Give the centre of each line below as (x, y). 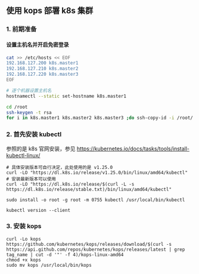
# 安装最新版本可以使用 (31, 179)
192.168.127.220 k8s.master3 (42, 74)
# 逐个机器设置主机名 (29, 90)
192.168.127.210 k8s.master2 (42, 69)
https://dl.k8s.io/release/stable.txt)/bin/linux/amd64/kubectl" (89, 189)
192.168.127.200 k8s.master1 (42, 63)
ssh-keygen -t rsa (29, 112)
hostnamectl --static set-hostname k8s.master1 (66, 96)
